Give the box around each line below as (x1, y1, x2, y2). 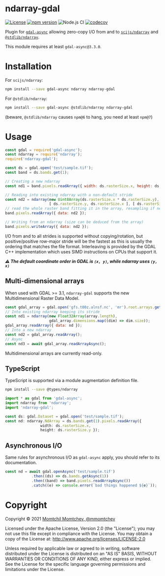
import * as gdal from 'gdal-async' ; (5, 396, 82, 401)
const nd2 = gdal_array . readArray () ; (5, 332, 82, 337)
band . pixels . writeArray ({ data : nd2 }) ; (5, 224, 89, 229)
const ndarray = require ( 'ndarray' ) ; (5, 152, 82, 157)
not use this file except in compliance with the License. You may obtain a (5, 530, 152, 537)
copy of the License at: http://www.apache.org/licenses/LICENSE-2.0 (5, 536, 146, 542)
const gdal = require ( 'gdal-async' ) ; (5, 147, 82, 153)
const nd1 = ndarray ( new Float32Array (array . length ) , (5, 314, 118, 319)
